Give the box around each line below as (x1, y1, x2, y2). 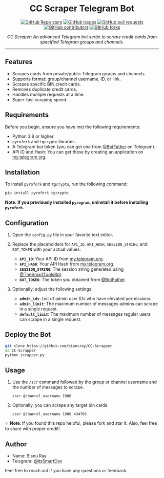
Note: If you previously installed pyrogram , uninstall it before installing (5, 199, 148, 205)
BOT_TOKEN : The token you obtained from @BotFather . (19, 277, 126, 282)
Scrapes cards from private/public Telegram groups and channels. (12, 70, 146, 76)
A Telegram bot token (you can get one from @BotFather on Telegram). (12, 144, 156, 150)
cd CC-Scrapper (5, 348, 36, 353)
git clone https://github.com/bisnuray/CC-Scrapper (5, 343, 112, 348)
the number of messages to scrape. (12, 384, 84, 390)
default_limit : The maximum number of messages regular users (19, 311, 151, 317)
